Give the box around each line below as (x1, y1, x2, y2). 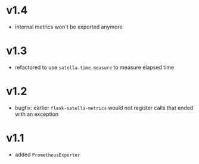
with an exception (14, 111, 59, 118)
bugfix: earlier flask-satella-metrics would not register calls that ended (14, 104, 194, 111)
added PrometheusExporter (14, 151, 80, 158)
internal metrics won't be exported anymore (14, 23, 123, 30)
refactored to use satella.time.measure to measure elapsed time (14, 64, 175, 71)
